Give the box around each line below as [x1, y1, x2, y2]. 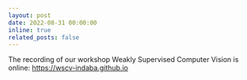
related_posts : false [8, 33, 80, 42]
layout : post [8, 11, 51, 20]
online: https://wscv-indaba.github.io [8, 64, 128, 73]
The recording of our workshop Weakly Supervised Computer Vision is [8, 55, 239, 64]
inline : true [8, 26, 51, 34]
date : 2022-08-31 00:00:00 [8, 19, 97, 27]
